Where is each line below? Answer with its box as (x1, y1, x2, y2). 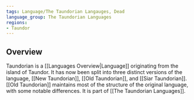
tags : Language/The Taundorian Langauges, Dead (6, 8, 125, 15)
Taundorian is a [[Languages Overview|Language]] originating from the (6, 62, 179, 69)
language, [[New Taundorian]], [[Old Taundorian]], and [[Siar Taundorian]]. (6, 75, 187, 82)
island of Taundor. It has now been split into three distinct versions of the (6, 69, 183, 76)
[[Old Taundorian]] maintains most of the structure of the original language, (6, 81, 189, 88)
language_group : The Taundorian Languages (6, 14, 112, 20)
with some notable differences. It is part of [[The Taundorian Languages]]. (6, 88, 186, 95)
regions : (6, 19, 28, 25)
